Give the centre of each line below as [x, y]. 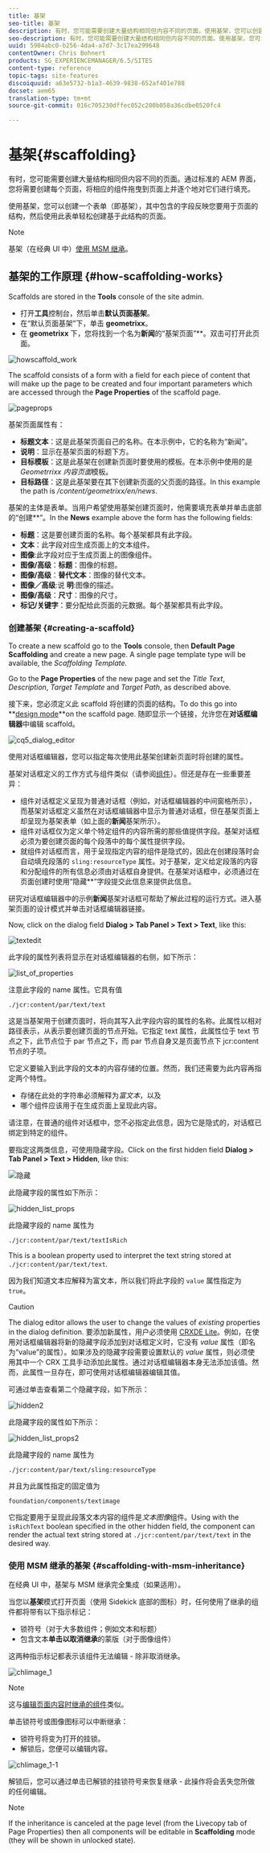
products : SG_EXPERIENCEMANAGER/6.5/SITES [80, 61]
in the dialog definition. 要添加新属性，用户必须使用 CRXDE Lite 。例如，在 [131, 1332]
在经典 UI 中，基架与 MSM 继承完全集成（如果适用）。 [97, 1585]
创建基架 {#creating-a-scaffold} [72, 627]
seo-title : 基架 [34, 23]
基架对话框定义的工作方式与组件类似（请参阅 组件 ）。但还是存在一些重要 [126, 774]
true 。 [19, 1291]
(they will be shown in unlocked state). [72, 1840]
